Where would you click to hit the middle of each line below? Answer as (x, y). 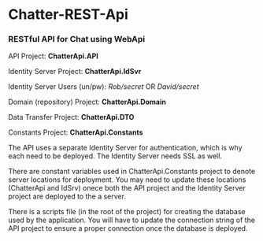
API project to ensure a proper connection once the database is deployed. (128, 228)
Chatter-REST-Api (68, 15)
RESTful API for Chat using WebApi (77, 39)
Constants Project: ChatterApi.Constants (76, 132)
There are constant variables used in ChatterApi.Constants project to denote (132, 172)
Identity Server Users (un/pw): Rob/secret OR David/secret (104, 87)
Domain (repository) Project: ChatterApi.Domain (87, 102)
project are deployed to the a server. (67, 197)
